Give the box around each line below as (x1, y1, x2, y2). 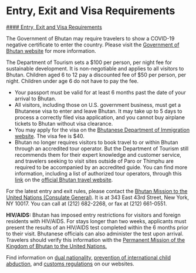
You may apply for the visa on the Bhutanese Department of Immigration (14, 126, 190, 133)
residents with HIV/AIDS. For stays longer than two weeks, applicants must (6, 217, 187, 224)
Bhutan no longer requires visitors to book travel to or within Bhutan (14, 139, 178, 146)
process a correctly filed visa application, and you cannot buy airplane (14, 113, 185, 121)
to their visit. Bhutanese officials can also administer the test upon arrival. (6, 230, 184, 237)
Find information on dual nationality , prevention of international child (6, 254, 171, 261)
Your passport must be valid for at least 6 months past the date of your (14, 89, 186, 96)
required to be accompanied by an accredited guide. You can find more (14, 163, 188, 171)
